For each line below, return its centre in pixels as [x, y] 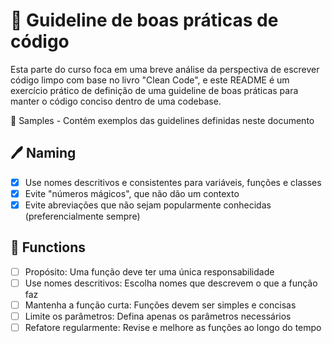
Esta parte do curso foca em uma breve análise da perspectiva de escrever [165, 69]
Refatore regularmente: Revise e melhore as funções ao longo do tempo [173, 327]
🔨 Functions [48, 247]
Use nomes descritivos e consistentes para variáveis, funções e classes [173, 182]
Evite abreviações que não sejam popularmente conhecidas [148, 205]
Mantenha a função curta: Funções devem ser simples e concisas [160, 305]
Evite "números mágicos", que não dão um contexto [132, 193]
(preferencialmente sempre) [82, 216]
